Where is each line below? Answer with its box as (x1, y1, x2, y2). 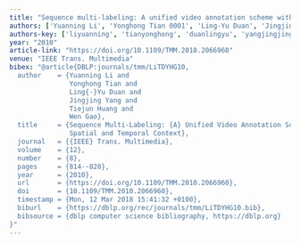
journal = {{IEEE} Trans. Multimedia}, (17, 137, 174, 146)
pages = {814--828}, (17, 162, 110, 171)
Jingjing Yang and (69, 95, 138, 105)
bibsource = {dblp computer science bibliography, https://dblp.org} (17, 211, 281, 221)
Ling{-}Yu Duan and (69, 87, 142, 96)
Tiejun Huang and (69, 104, 134, 113)
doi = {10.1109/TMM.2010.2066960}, (17, 187, 174, 196)
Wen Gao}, (69, 112, 105, 121)
